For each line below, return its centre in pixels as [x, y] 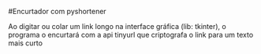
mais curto [26, 43]
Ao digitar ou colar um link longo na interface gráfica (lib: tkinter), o [117, 26]
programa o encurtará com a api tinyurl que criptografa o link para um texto [131, 35]
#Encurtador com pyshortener [57, 11]
